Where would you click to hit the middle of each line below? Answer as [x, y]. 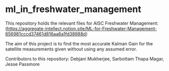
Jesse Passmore [23, 64]
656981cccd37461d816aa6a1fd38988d [46, 34]
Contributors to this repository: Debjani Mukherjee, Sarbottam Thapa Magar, [85, 58]
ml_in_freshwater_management [73, 9]
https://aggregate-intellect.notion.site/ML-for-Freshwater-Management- [82, 28]
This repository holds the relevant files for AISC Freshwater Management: [82, 23]
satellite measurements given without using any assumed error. [71, 49]
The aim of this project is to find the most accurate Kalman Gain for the [79, 43]
